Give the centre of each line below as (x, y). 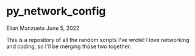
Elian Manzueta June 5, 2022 (43, 28)
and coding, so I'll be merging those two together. (69, 46)
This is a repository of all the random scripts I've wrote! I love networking (98, 40)
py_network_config (56, 11)
